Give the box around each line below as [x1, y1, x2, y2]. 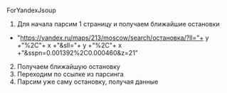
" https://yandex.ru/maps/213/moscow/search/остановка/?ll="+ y [16, 33, 209, 42]
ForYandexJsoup [6, 6, 56, 14]
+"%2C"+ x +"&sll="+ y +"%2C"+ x [16, 41, 122, 49]
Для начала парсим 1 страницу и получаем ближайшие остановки [16, 20, 220, 28]
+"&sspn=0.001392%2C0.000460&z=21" [16, 49, 138, 57]
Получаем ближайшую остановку [16, 62, 120, 70]
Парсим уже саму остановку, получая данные [16, 77, 159, 86]
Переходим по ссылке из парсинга [16, 70, 124, 78]
